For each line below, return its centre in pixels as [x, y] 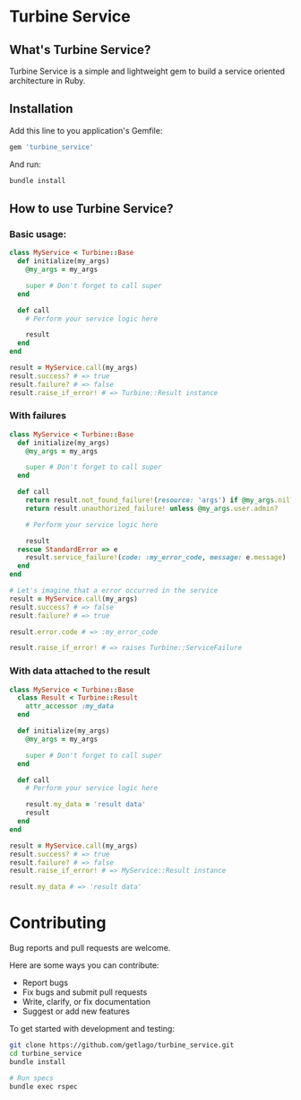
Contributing [58, 923]
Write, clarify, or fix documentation [86, 1002]
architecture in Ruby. [47, 81]
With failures [38, 416]
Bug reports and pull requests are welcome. [90, 948]
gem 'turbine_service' [52, 147]
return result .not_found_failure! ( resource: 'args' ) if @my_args [150, 500]
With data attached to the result [80, 671]
